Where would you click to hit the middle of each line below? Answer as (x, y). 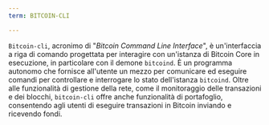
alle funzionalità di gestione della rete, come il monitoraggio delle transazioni (135, 88)
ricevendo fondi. (35, 114)
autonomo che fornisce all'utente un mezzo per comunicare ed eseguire (128, 71)
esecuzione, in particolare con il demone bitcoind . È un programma (120, 62)
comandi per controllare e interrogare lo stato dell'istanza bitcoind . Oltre (128, 79)
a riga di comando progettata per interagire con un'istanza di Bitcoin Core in (134, 54)
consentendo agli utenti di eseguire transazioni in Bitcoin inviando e (120, 105)
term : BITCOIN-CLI (39, 16)
